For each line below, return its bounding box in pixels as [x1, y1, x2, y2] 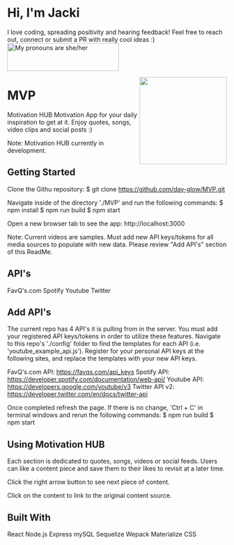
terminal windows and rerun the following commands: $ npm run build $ [7, 411, 214, 419]
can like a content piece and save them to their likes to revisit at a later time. [7, 464, 225, 473]
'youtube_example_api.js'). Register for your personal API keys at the [7, 347, 204, 356]
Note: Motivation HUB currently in [7, 139, 104, 147]
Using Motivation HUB [7, 439, 105, 450]
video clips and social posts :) [7, 125, 93, 134]
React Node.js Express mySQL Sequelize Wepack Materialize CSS [7, 530, 197, 538]
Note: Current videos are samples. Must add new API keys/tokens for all [7, 232, 214, 241]
